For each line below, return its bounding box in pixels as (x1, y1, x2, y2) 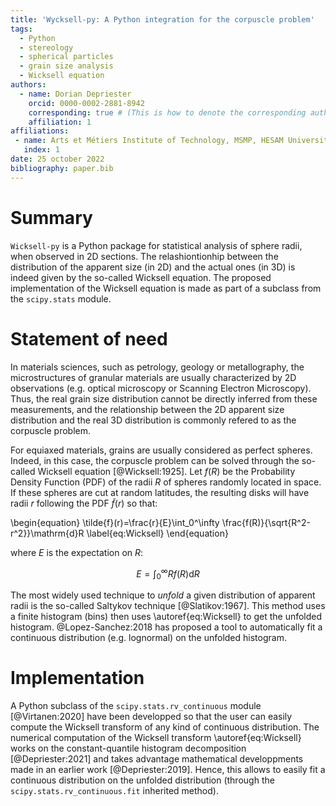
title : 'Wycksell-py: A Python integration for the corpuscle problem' (10, 14, 315, 25)
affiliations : (10, 126, 70, 136)
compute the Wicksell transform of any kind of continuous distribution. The (10, 721, 320, 733)
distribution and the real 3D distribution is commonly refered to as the (10, 414, 297, 426)
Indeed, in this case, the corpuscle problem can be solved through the (10, 454, 300, 466)
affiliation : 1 (28, 117, 92, 127)
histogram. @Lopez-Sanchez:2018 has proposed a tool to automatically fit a (10, 621, 323, 633)
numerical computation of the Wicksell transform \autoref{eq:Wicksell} (10, 731, 302, 743)
